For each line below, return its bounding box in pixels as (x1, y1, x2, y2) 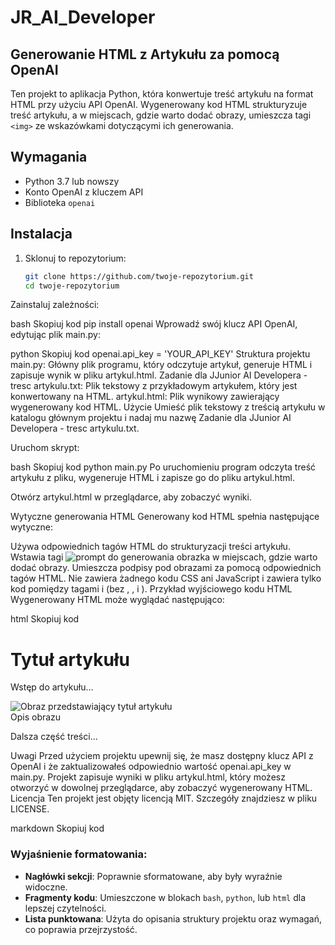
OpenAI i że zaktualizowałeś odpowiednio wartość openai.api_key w (10, 761, 292, 773)
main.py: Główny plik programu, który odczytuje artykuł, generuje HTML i (10, 359, 313, 371)
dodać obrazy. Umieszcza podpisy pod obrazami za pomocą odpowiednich (10, 562, 322, 574)
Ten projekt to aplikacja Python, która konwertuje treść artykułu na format (10, 88, 314, 100)
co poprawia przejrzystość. (24, 923, 138, 935)
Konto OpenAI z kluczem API (24, 186, 144, 198)
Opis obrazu (10, 711, 62, 723)
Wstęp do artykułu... (10, 681, 94, 693)
